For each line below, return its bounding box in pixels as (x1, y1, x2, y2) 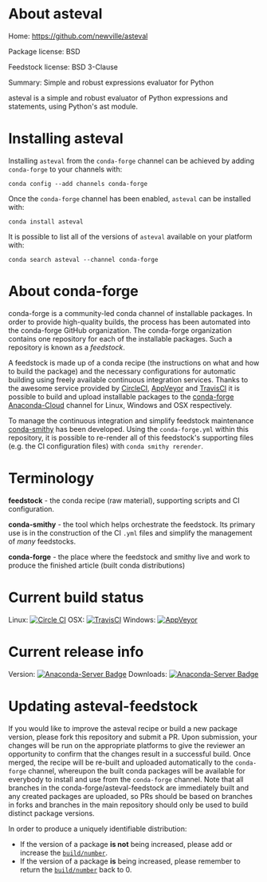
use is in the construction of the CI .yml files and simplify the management (8, 528, 253, 537)
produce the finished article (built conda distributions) (8, 560, 186, 570)
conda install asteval (8, 217, 84, 226)
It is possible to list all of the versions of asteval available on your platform (8, 231, 253, 241)
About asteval (8, 5, 103, 23)
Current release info (8, 643, 144, 661)
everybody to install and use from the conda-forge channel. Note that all (8, 774, 244, 784)
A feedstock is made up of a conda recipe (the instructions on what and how (8, 358, 260, 367)
